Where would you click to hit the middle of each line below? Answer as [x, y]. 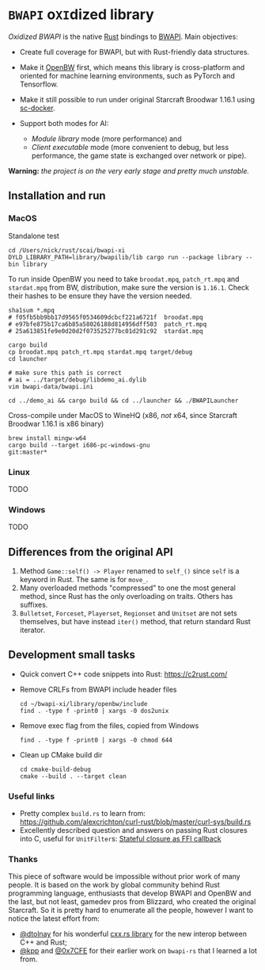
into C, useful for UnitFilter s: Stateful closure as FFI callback [120, 839]
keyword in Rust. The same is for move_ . [84, 580]
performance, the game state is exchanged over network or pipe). [139, 155]
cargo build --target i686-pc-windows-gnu [79, 445]
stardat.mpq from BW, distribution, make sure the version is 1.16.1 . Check [129, 287]
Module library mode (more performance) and [106, 138]
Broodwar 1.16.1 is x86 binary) [56, 424]
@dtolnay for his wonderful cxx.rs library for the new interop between [133, 934]
